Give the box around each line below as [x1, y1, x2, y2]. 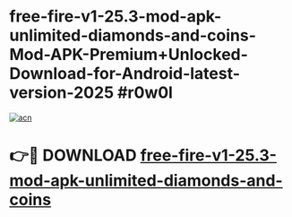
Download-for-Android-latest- [9, 64, 240, 84]
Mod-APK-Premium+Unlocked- [9, 45, 249, 65]
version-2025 [9, 82, 115, 103]
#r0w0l [116, 82, 173, 103]
